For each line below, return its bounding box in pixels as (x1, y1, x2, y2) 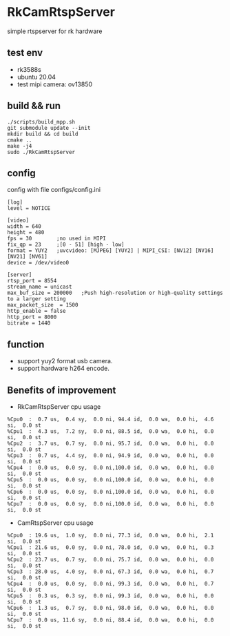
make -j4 (7, 142, 32, 149)
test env (7, 47, 43, 59)
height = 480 (7, 229, 45, 236)
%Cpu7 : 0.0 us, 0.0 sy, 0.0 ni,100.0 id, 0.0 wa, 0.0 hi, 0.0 (7, 501, 214, 508)
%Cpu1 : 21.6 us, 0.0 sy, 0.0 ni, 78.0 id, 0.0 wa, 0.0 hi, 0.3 (7, 544, 214, 551)
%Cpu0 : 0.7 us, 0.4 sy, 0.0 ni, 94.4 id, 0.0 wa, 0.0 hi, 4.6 (7, 416, 214, 423)
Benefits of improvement (7, 384, 116, 396)
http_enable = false (7, 308, 67, 315)
